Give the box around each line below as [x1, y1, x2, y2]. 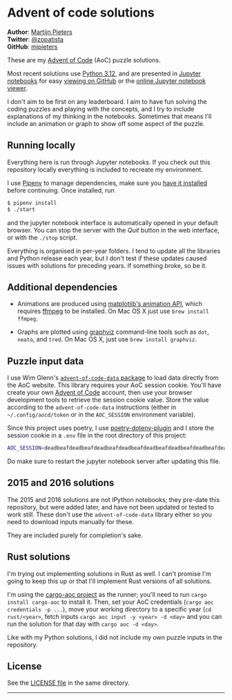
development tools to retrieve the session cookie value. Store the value [7, 396, 209, 404]
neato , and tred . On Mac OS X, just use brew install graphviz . [17, 335, 197, 343]
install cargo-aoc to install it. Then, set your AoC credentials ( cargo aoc [7, 598, 214, 606]
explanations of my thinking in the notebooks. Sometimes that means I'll [7, 112, 212, 120]
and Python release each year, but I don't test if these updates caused [7, 254, 207, 262]
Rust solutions [7, 551, 70, 563]
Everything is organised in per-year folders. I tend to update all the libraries [7, 246, 221, 255]
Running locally [7, 140, 76, 152]
